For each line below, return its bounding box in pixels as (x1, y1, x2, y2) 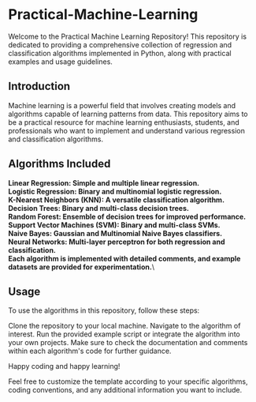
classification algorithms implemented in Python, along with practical (8, 48, 232, 58)
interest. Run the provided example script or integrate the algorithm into (8, 329, 240, 339)
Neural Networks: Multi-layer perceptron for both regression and (8, 237, 226, 246)
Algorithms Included (8, 157, 111, 171)
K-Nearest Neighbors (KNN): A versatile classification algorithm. (8, 195, 225, 205)
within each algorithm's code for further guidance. (8, 346, 172, 356)
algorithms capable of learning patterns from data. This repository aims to (8, 109, 248, 118)
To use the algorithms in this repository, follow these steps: (8, 306, 200, 315)
